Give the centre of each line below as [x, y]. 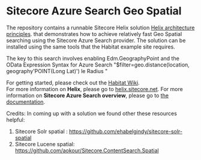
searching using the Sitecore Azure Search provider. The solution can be [96, 40]
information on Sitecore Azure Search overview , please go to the [88, 95]
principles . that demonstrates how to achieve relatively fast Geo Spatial [94, 34]
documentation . [26, 102]
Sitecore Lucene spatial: [45, 144]
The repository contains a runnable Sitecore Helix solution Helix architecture [100, 28]
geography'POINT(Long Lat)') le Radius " [57, 71]
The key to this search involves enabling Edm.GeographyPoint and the [93, 58]
